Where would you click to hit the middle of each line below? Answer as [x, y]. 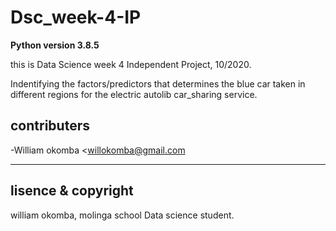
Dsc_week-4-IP [76, 17]
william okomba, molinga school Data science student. [122, 215]
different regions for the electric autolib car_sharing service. [134, 94]
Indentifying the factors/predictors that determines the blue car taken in [158, 83]
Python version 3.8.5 [55, 45]
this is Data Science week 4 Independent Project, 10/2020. [131, 64]
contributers [50, 126]
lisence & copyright [72, 191]
